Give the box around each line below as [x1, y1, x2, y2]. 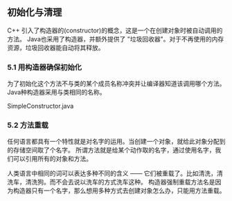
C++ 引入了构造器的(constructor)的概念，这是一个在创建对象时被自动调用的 [7, 26, 223, 35]
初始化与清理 [7, 6, 62, 19]
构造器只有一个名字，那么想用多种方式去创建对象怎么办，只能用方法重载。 [12, 186, 226, 195]
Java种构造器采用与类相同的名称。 [7, 88, 106, 97]
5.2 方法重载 [7, 120, 48, 130]
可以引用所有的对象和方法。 [12, 155, 92, 163]
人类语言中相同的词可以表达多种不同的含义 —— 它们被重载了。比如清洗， [7, 169, 217, 178]
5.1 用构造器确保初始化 [7, 62, 82, 72]
